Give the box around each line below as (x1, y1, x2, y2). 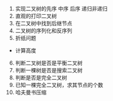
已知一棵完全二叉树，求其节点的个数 (15, 82, 104, 88)
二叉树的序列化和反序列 (15, 27, 72, 34)
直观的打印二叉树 (15, 12, 57, 19)
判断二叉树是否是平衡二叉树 (15, 59, 83, 66)
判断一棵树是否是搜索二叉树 (15, 67, 83, 73)
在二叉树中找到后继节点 (15, 20, 72, 26)
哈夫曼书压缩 (15, 89, 46, 96)
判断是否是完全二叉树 (15, 74, 67, 81)
